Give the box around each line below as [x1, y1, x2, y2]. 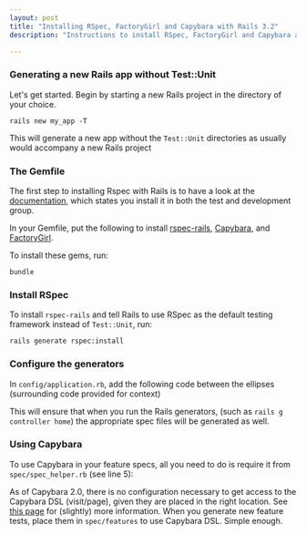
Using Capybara [9, 438, 83, 451]
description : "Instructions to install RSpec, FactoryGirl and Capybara [9, 30, 291, 39]
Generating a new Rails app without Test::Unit [9, 68, 217, 81]
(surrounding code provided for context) [9, 388, 161, 399]
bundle [9, 267, 35, 276]
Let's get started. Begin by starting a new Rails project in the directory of [9, 88, 282, 100]
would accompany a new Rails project [9, 142, 152, 153]
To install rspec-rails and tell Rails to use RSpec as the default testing [9, 309, 273, 320]
